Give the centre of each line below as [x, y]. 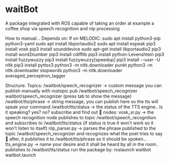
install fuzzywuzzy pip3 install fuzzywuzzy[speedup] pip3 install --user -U [83, 59]
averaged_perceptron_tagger [36, 75]
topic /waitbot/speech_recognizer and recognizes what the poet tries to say [84, 133]
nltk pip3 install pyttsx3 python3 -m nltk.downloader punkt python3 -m [79, 65]
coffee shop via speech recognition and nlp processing [63, 28]
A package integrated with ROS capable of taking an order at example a [80, 23]
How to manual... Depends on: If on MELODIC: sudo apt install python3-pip [83, 38]
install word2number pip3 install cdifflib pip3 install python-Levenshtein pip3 [85, 54]
